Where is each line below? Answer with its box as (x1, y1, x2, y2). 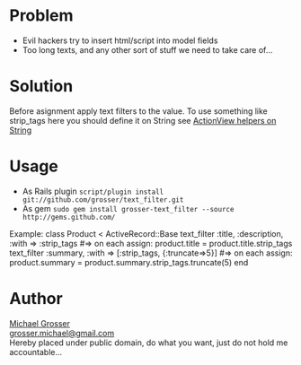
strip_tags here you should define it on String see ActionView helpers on (9, 115, 277, 126)
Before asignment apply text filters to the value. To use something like (9, 105, 268, 117)
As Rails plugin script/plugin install (22, 186, 164, 196)
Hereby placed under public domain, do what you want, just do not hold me (9, 337, 288, 348)
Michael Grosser (9, 317, 70, 328)
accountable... (9, 346, 63, 357)
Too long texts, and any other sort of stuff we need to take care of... (22, 44, 273, 55)
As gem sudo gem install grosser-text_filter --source (22, 203, 235, 213)
